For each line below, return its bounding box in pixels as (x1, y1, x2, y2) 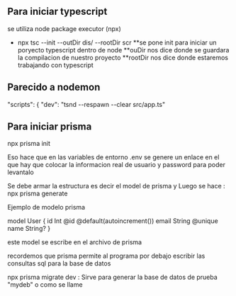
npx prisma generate (7, 189, 68, 198)
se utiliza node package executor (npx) (7, 24, 122, 33)
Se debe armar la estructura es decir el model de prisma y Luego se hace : (7, 182, 225, 190)
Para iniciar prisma (7, 120, 92, 133)
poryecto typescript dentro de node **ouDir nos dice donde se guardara (17, 45, 230, 54)
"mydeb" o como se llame (7, 280, 83, 289)
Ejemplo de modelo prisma (7, 203, 86, 212)
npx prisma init (7, 140, 51, 148)
